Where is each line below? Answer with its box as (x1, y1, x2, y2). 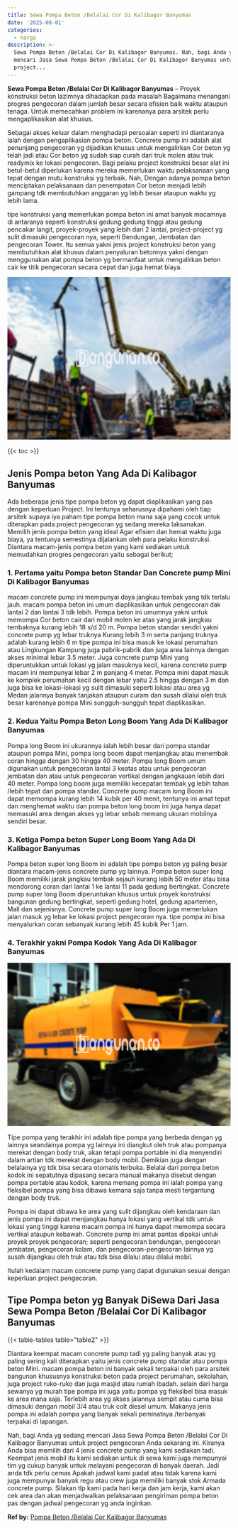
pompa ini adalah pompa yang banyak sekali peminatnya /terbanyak (7, 1409, 207, 1418)
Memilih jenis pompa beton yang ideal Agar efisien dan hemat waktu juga (7, 528, 222, 536)
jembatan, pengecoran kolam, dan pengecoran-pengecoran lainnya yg (7, 1245, 214, 1253)
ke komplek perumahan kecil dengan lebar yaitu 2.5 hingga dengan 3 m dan (7, 676, 229, 685)
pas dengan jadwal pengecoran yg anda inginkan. (7, 1499, 153, 1507)
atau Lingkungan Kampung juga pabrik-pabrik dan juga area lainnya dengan (7, 646, 229, 654)
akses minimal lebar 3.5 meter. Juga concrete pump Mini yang (7, 654, 189, 662)
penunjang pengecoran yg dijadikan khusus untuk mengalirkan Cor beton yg (7, 143, 231, 152)
